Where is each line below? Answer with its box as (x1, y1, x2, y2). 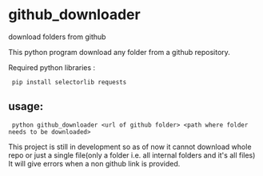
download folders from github (8, 32, 106, 41)
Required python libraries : (8, 62, 96, 72)
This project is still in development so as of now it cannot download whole (8, 142, 252, 151)
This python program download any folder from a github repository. (8, 47, 230, 57)
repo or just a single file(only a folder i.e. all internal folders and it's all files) (8, 150, 256, 160)
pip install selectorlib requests (11, 78, 127, 86)
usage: (8, 100, 44, 113)
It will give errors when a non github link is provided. (8, 158, 181, 168)
